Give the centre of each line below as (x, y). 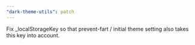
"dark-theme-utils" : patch (40, 12)
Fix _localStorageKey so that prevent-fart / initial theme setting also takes (97, 29)
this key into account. (33, 35)
